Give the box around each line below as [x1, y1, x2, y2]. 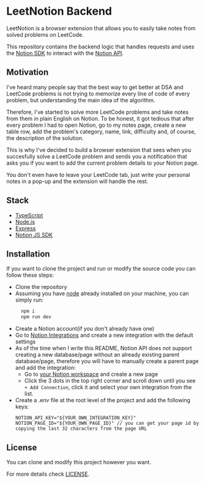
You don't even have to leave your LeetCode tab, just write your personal [6, 171, 191, 178]
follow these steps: [6, 271, 54, 279]
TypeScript [15, 211, 43, 219]
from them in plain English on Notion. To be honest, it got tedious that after [6, 114, 195, 122]
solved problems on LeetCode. [6, 31, 84, 38]
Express [15, 225, 36, 232]
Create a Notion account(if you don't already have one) [15, 325, 155, 332]
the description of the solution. [6, 134, 84, 141]
